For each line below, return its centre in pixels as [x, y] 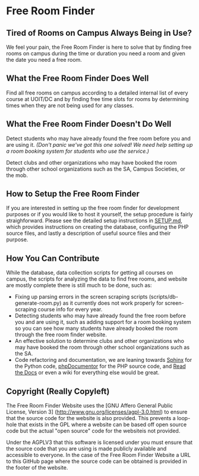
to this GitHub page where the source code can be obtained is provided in [97, 461]
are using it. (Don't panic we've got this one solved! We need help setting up [99, 144]
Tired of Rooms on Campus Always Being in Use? [99, 33]
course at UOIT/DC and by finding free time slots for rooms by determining [97, 99]
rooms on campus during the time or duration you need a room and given [96, 53]
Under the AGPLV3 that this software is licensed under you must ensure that [99, 442]
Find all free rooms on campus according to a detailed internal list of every [97, 93]
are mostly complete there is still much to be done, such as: [79, 285]
